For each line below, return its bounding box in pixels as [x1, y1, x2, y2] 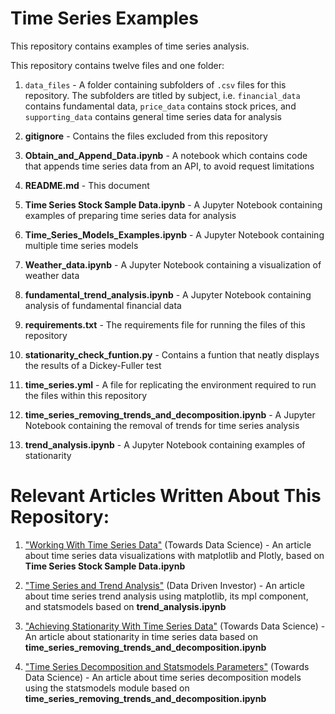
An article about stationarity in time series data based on [24, 630, 258, 642]
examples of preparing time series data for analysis [24, 209, 237, 221]
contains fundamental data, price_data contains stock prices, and [24, 100, 297, 112]
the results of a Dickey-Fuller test [24, 359, 162, 371]
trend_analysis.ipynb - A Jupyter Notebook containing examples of [24, 438, 306, 451]
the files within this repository [24, 389, 148, 401]
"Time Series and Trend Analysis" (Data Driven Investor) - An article [24, 579, 305, 591]
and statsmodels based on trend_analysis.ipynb [24, 600, 227, 612]
